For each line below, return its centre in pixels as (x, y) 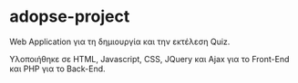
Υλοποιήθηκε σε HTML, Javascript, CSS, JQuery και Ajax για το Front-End (149, 59)
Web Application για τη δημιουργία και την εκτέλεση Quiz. (120, 41)
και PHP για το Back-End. (58, 69)
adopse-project (70, 17)
